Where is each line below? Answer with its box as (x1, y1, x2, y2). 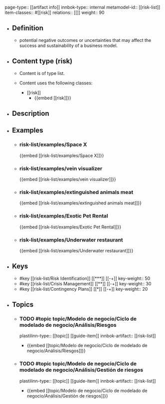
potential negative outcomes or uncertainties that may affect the (19, 37, 152, 43)
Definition (11, 24, 43, 32)
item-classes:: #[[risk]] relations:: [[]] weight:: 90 (4, 9, 105, 15)
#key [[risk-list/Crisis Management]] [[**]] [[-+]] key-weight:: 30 (19, 280, 152, 286)
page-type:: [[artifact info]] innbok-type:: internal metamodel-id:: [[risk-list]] (4, 4, 161, 10)
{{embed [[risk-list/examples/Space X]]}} (19, 152, 104, 159)
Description (11, 109, 49, 118)
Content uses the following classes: (19, 80, 93, 86)
